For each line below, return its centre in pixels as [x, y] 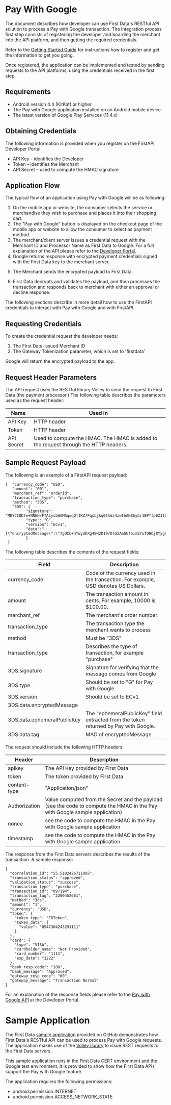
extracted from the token [115, 719]
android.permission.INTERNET [45, 1091]
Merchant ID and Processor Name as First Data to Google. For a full [83, 245]
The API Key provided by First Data [87, 768]
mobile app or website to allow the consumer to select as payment [82, 229]
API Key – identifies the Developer [48, 159]
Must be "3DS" [104, 638]
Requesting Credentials [44, 324]
